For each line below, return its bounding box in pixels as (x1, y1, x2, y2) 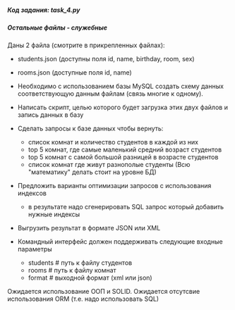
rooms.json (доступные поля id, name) (17, 68, 132, 77)
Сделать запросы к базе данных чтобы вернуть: (17, 124, 164, 133)
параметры (17, 245, 53, 254)
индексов (17, 189, 47, 197)
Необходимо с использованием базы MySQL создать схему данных (17, 82, 224, 91)
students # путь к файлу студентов (28, 259, 133, 267)
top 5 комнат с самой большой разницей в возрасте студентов (28, 153, 219, 161)
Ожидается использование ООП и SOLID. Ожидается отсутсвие (7, 287, 200, 296)
